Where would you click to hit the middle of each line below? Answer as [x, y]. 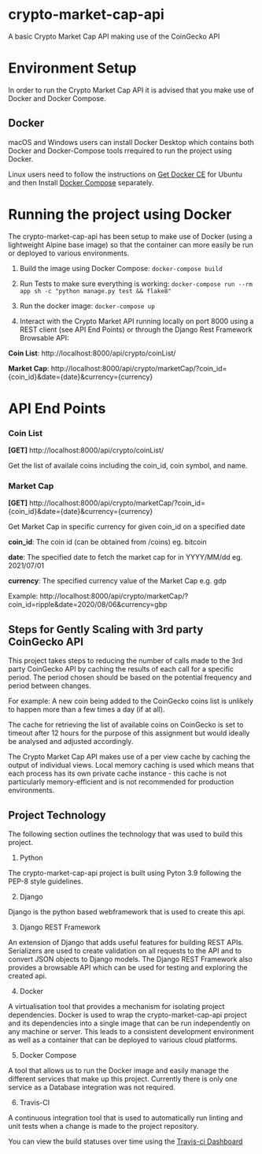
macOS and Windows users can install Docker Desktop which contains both [131, 142]
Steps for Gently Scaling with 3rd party [106, 629]
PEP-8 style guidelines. [46, 881]
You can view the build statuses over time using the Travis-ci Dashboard [125, 1141]
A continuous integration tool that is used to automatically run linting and [125, 1118]
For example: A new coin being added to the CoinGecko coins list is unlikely [131, 701]
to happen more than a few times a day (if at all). [87, 709]
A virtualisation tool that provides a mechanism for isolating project [116, 1007]
